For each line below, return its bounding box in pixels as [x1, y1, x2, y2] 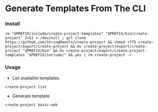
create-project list [5, 84, 47, 89]
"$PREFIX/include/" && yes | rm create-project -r [26, 53, 132, 57]
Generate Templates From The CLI [5, 3, 146, 14]
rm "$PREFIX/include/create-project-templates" [5, 31, 104, 37]
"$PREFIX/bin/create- [105, 31, 150, 37]
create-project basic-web [5, 102, 58, 107]
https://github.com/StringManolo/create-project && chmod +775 [5, 40, 137, 45]
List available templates [12, 75, 59, 81]
